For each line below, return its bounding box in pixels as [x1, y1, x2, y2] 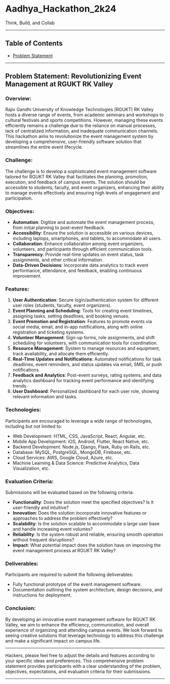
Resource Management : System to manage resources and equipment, [12, 345, 160, 351]
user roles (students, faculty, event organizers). [12, 302, 112, 308]
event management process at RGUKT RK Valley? [12, 547, 116, 554]
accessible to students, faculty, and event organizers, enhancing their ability [5, 184, 164, 190]
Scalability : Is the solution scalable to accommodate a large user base [12, 520, 160, 526]
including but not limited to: [5, 423, 62, 429]
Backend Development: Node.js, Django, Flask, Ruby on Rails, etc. [12, 443, 150, 450]
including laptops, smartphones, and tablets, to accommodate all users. [12, 236, 162, 242]
